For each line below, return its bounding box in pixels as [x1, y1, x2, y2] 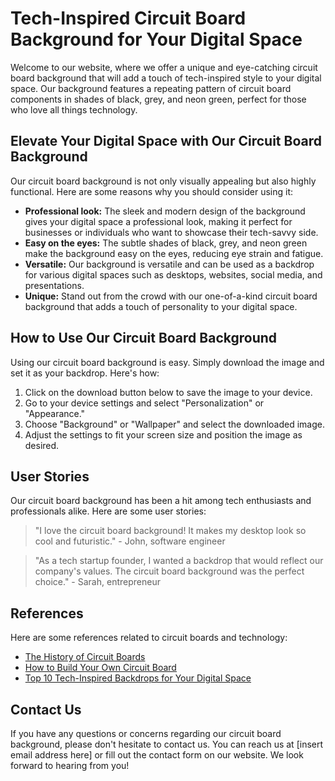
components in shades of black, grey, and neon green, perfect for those [10, 93, 307, 105]
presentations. [24, 279, 85, 291]
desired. [24, 439, 60, 451]
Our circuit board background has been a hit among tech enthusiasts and [10, 495, 312, 507]
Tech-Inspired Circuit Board [10, 7, 247, 30]
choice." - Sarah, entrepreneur [34, 576, 161, 588]
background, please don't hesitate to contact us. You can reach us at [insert [10, 738, 324, 750]
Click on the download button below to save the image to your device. [24, 386, 313, 398]
